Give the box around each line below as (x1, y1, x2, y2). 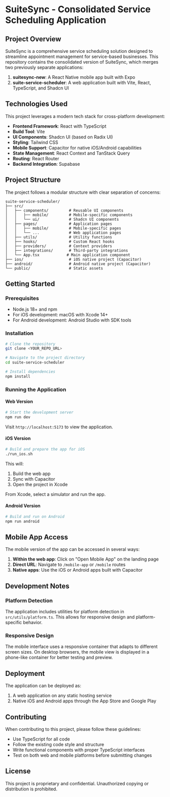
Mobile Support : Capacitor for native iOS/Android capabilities (12, 144, 142, 151)
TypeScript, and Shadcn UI (12, 85, 70, 91)
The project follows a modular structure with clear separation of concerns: (5, 189, 161, 195)
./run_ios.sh (5, 451, 33, 456)
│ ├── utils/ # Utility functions (5, 234, 113, 240)
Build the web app (12, 470, 51, 477)
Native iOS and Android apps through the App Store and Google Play (12, 698, 156, 704)
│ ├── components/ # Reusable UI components (5, 208, 124, 213)
